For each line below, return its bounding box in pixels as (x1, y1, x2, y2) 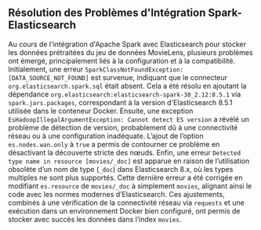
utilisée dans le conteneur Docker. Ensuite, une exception (8, 106, 194, 115)
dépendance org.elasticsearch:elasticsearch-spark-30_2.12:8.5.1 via (8, 89, 241, 99)
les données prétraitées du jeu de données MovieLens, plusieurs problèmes (8, 47, 253, 57)
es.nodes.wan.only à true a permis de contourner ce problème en (8, 139, 220, 148)
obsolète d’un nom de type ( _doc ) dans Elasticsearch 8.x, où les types (8, 164, 234, 173)
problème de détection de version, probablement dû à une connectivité (8, 122, 238, 132)
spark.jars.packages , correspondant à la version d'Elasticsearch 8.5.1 (8, 97, 233, 107)
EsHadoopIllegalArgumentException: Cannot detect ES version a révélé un (8, 114, 249, 124)
